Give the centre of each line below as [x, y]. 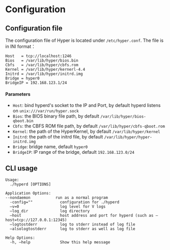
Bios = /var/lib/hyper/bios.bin [42, 61]
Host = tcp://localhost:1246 [38, 56]
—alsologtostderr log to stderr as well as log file [73, 229]
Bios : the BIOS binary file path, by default [56, 116]
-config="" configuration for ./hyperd [65, 202]
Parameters [18, 94]
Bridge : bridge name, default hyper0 [50, 147]
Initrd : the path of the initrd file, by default [58, 137]
